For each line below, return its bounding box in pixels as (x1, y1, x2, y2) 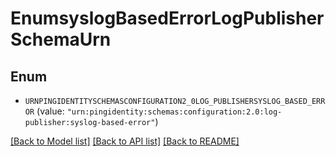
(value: (36, 105, 65, 117)
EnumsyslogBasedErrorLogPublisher (10, 7, 325, 30)
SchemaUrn (10, 28, 112, 51)
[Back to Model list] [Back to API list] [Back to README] (10, 135, 240, 147)
